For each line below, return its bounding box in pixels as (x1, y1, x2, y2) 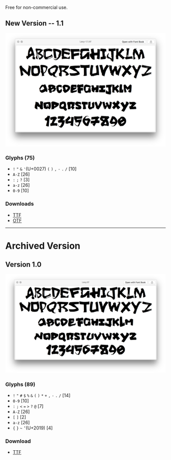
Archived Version (5, 240, 80, 252)
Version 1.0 (5, 260, 42, 269)
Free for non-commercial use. (5, 5, 68, 10)
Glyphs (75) (5, 154, 35, 161)
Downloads (5, 200, 34, 207)
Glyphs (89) (5, 380, 36, 388)
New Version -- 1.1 (5, 19, 64, 28)
